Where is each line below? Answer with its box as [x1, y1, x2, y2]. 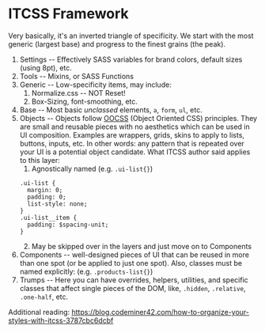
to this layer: [19, 155, 61, 165]
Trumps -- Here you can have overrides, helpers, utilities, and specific [19, 274, 249, 285]
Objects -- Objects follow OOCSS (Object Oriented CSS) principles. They [19, 113, 258, 123]
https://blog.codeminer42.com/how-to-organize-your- [71, 307, 250, 316]
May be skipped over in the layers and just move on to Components [31, 241, 252, 251]
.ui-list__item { [19, 214, 78, 221]
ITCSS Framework [8, 5, 129, 23]
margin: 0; [27, 186, 63, 194]
